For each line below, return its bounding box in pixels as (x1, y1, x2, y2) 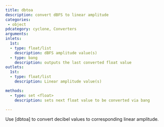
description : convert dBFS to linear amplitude (5, 12, 109, 17)
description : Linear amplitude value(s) (14, 79, 102, 84)
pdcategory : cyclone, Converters (5, 27, 77, 32)
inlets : (5, 36, 22, 41)
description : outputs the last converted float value (14, 60, 132, 65)
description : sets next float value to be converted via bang (14, 98, 150, 103)
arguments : (5, 31, 29, 36)
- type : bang (10, 55, 38, 60)
